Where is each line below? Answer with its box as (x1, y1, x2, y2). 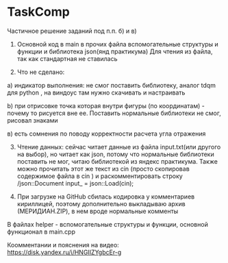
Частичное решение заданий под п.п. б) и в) (7, 27, 137, 35)
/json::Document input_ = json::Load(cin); (16, 179, 134, 187)
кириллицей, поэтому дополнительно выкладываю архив (16, 199, 186, 208)
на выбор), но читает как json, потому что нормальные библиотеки (16, 150, 214, 158)
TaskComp (7, 4, 70, 20)
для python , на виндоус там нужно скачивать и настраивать (7, 88, 186, 97)
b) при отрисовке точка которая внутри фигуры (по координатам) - (7, 101, 205, 110)
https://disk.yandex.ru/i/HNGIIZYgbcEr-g (7, 248, 122, 256)
